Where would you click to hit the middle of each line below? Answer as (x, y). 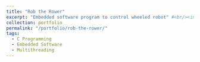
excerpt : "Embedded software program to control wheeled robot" (87, 17)
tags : (13, 34)
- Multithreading (33, 50)
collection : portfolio (34, 22)
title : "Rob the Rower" (36, 12)
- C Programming (32, 39)
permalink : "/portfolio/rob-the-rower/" (57, 28)
